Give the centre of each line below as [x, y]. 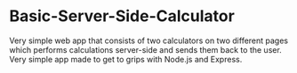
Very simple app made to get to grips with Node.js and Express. [126, 59]
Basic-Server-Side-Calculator [122, 16]
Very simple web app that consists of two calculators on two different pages [149, 40]
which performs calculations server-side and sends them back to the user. [145, 49]
